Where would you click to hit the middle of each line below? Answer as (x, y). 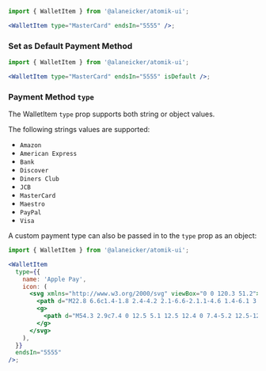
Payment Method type (51, 97)
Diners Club (39, 179)
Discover (34, 171)
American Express (48, 154)
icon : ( (35, 286)
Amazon (30, 146)
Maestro (32, 204)
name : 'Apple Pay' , (55, 279)
